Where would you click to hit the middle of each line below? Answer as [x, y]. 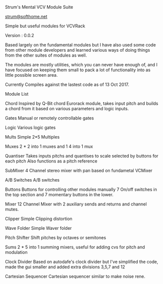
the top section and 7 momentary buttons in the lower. [59, 194]
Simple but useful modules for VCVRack [45, 26]
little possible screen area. [31, 75]
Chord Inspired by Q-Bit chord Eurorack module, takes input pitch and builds [82, 103]
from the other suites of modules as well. [46, 55]
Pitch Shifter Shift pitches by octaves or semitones [55, 238]
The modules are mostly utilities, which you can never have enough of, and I [81, 65]
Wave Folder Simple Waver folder [38, 228]
